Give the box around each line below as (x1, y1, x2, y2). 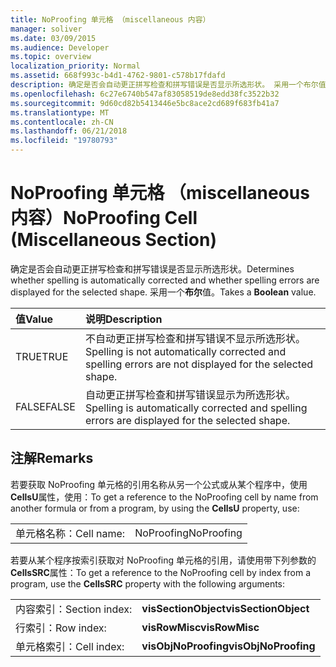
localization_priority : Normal (10, 61, 141, 71)
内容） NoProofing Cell (10, 207, 198, 230)
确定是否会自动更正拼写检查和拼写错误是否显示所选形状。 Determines (10, 262, 295, 275)
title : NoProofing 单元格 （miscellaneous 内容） (10, 14, 211, 25)
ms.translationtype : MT (10, 107, 110, 118)
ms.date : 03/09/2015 (10, 33, 97, 43)
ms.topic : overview (10, 52, 92, 62)
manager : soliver (10, 24, 83, 34)
